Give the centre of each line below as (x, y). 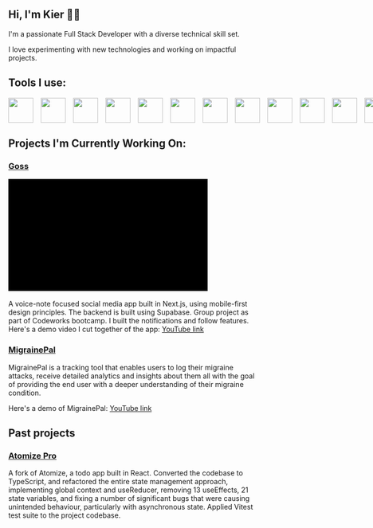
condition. (25, 393)
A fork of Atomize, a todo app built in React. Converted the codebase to (126, 473)
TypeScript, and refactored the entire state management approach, (118, 482)
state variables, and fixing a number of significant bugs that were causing (129, 499)
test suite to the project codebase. (65, 515)
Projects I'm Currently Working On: (97, 144)
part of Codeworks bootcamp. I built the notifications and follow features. (129, 321)
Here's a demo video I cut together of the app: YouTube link (106, 329)
